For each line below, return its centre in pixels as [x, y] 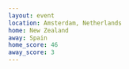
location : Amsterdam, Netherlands [65, 23]
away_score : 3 [32, 52]
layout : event [32, 15]
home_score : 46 [33, 45]
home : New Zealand [38, 30]
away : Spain [28, 38]
